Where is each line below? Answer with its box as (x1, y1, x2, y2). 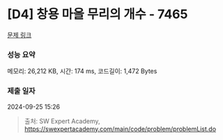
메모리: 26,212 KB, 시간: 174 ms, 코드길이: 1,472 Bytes (7, 67, 157, 75)
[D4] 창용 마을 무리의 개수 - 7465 (7, 6, 188, 22)
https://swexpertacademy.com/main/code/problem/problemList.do (24, 125, 217, 133)
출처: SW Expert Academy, (24, 116, 100, 125)
